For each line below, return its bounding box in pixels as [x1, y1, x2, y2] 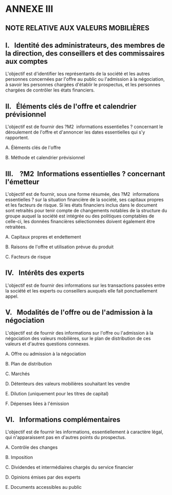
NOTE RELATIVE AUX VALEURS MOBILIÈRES [5, 24, 150, 32]
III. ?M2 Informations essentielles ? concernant [5, 169, 165, 178]
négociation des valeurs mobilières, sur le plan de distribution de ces [5, 335, 151, 341]
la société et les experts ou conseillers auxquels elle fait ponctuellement [5, 287, 158, 294]
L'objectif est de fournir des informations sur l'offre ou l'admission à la [5, 329, 154, 336]
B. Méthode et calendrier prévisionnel [5, 155, 85, 161]
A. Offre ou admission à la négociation [5, 351, 86, 357]
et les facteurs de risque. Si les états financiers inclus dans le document [5, 202, 158, 208]
